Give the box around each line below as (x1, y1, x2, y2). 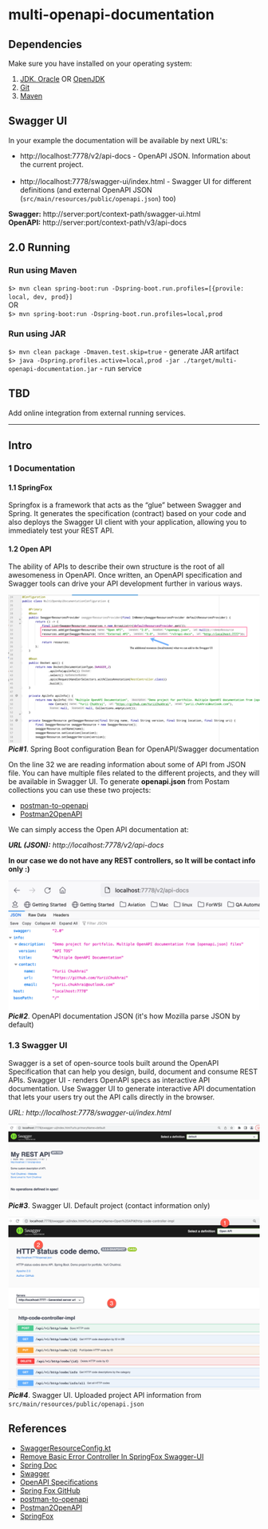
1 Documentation (8, 462, 76, 474)
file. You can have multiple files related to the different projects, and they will (8, 768, 260, 778)
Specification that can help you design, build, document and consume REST (8, 1067, 258, 1076)
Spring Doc (19, 1460, 57, 1470)
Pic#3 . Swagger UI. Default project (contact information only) (8, 1200, 211, 1210)
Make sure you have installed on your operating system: (8, 58, 193, 68)
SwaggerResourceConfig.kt (19, 1443, 112, 1453)
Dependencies (8, 38, 82, 51)
